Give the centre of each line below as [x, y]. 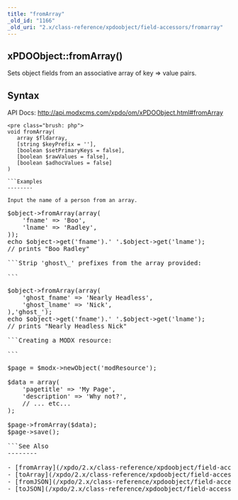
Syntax [23, 96]
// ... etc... [47, 404]
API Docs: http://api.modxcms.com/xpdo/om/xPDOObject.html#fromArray [115, 112]
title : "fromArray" [36, 14]
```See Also [28, 446]
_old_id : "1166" [31, 21]
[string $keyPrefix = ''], [57, 144]
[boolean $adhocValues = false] [64, 163]
